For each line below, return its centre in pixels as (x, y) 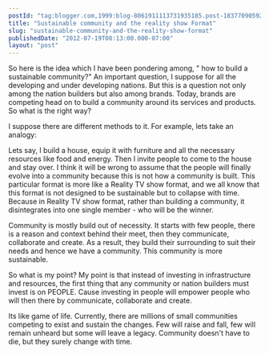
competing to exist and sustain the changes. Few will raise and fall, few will (132, 324)
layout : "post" (34, 46)
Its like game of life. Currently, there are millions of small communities (123, 316)
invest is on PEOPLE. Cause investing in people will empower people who (129, 292)
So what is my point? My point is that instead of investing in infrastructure (130, 275)
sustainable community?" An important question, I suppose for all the (122, 77)
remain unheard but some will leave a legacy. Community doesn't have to (129, 333)
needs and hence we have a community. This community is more (115, 251)
